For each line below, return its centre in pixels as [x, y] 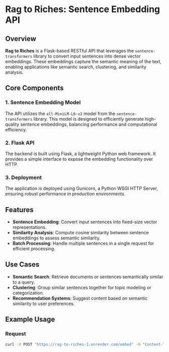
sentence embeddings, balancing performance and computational [89, 124]
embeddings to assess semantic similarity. [56, 238]
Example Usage [30, 319]
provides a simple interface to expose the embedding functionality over [79, 159]
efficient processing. [34, 249]
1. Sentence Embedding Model [43, 103]
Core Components [34, 88]
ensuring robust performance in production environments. [65, 194]
